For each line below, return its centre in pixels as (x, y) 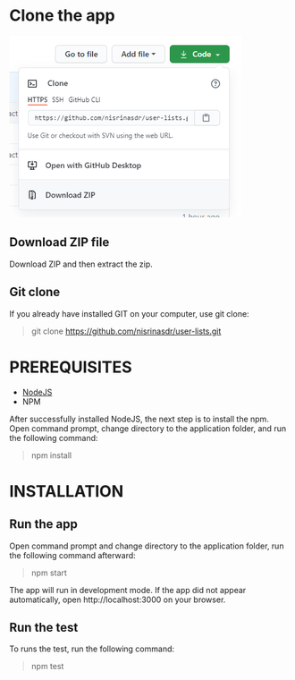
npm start (49, 573)
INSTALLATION (66, 491)
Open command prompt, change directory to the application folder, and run (148, 428)
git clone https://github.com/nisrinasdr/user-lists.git (126, 331)
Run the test (44, 627)
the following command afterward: (72, 555)
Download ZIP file (59, 242)
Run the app (43, 524)
